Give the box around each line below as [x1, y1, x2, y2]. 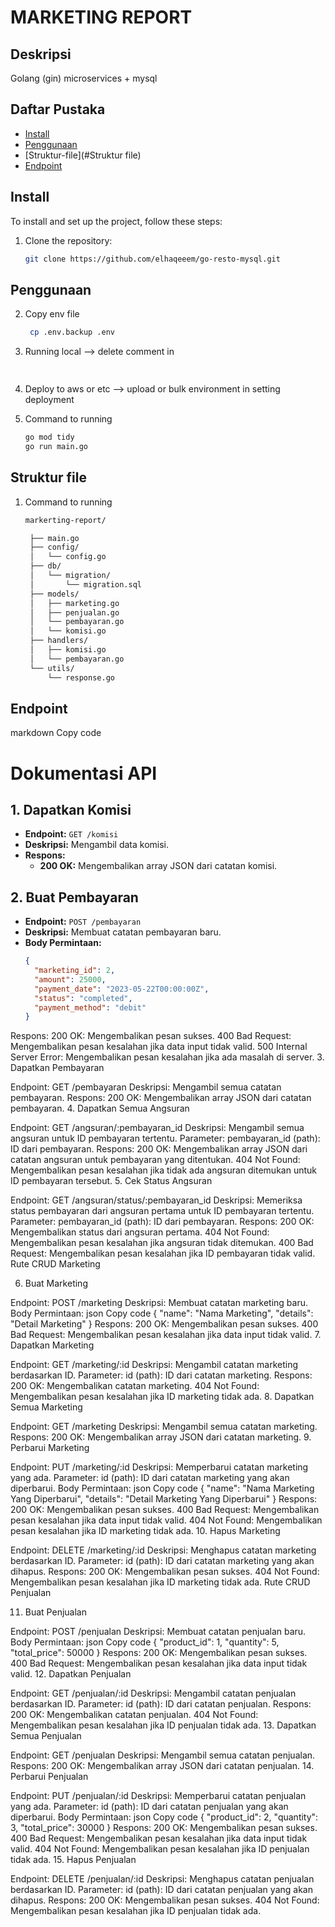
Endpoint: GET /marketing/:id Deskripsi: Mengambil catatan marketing [10, 1359, 299, 1371]
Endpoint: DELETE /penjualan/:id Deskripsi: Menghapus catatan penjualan [10, 1873, 315, 1885]
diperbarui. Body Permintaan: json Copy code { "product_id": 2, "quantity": [10, 1811, 319, 1823]
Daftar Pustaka [10, 101, 106, 118]
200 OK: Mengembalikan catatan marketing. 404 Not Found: [10, 1380, 260, 1392]
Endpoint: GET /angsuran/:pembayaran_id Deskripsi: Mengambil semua [10, 1122, 305, 1134]
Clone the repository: [24, 234, 113, 246]
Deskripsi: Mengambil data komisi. [24, 839, 170, 851]
